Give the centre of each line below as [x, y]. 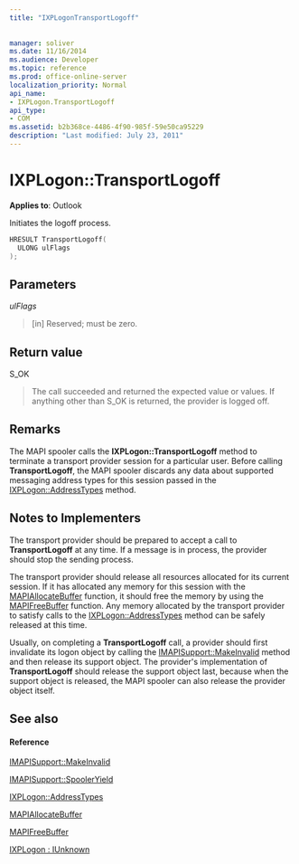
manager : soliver [42, 43]
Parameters [43, 285]
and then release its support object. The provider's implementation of [139, 661]
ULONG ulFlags [44, 248]
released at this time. [48, 624]
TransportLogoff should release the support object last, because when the [149, 671]
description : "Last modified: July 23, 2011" [96, 136]
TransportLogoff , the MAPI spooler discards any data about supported [141, 470]
